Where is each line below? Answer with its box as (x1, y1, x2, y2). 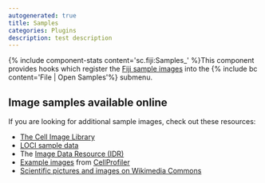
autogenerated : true (8, 11, 77, 20)
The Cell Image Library (19, 132, 96, 142)
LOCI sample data (19, 141, 79, 150)
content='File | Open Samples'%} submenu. (8, 72, 153, 82)
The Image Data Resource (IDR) (19, 149, 125, 159)
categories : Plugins (8, 26, 77, 34)
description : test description (8, 33, 113, 42)
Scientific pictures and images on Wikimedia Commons (19, 166, 202, 176)
